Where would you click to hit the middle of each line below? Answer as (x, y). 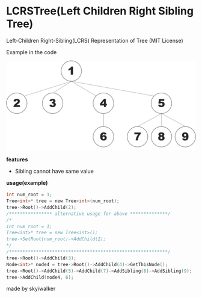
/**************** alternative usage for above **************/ (88, 214)
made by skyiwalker (31, 289)
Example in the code (32, 52)
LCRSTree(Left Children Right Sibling (100, 11)
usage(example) (27, 183)
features (17, 160)
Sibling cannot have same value (54, 171)
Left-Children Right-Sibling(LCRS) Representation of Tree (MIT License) (95, 40)
